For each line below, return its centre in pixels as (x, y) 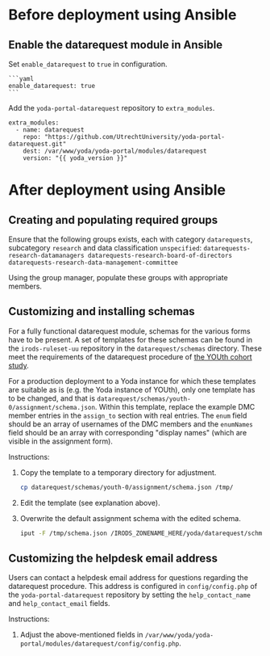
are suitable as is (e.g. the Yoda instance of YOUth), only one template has (132, 389)
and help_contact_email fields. (59, 603)
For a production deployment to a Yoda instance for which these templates (132, 381)
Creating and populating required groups (113, 220)
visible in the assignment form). (60, 441)
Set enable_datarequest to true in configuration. (88, 64)
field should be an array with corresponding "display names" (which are (128, 432)
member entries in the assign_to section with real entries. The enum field (128, 415)
